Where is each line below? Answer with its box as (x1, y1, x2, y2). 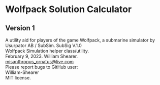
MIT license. (5, 75, 31, 80)
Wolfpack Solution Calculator (5, 4, 132, 15)
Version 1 (5, 24, 35, 32)
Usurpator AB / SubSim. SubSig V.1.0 (5, 42, 82, 49)
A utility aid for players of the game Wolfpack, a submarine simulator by (5, 37, 155, 43)
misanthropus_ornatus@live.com (5, 59, 74, 64)
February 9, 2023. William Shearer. (5, 53, 78, 59)
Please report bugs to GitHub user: (5, 64, 78, 70)
